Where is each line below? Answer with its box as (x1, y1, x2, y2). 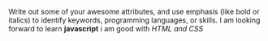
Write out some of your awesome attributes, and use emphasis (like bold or (8, 7, 260, 16)
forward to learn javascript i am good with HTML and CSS (8, 24, 204, 33)
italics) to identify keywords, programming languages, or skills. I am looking (8, 15, 261, 25)
